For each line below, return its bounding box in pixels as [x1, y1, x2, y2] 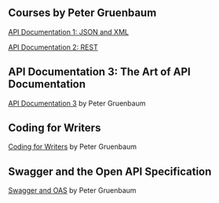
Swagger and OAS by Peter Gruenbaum [8, 186, 137, 195]
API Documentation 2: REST [8, 42, 98, 52]
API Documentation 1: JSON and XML [8, 27, 130, 36]
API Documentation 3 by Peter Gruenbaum [8, 98, 146, 108]
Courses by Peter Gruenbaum [8, 6, 157, 20]
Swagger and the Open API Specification [8, 164, 212, 178]
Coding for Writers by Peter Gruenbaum [8, 142, 137, 152]
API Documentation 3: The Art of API [8, 65, 191, 79]
